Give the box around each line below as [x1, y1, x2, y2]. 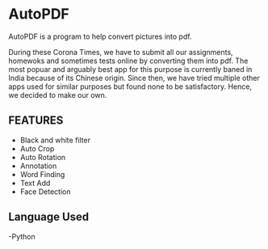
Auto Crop [19, 143, 55, 154]
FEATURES [8, 114, 64, 128]
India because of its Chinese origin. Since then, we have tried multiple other [8, 73, 261, 82]
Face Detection [19, 187, 71, 196]
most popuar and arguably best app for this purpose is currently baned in [8, 64, 253, 74]
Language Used [8, 210, 90, 224]
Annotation [19, 161, 57, 171]
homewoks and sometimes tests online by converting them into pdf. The [8, 56, 249, 65]
